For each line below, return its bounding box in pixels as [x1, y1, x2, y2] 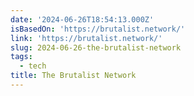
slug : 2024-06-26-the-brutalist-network [10, 42, 182, 53]
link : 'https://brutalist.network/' [10, 33, 163, 43]
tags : [10, 52, 33, 62]
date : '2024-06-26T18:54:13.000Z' [10, 14, 155, 25]
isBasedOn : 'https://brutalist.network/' [10, 24, 186, 34]
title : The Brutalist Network [10, 71, 137, 81]
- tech [19, 61, 47, 71]
